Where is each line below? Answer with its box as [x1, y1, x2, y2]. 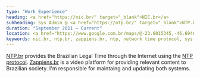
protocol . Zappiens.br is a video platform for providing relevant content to [6, 58, 186, 66]
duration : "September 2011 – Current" [6, 25, 102, 31]
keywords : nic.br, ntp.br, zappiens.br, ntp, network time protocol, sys [6, 36, 193, 42]
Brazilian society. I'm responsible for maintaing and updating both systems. [6, 65, 190, 71]
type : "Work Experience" [6, 8, 68, 15]
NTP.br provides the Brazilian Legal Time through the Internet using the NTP [6, 53, 193, 59]
